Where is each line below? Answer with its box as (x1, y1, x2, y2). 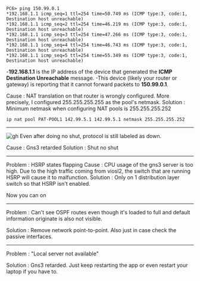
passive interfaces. (6, 233, 53, 240)
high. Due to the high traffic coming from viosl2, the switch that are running (6, 167, 191, 174)
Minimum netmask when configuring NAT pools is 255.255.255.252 (6, 105, 171, 112)
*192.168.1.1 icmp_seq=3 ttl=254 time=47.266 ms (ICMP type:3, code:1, (6, 32, 187, 38)
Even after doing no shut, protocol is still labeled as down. (20, 133, 162, 139)
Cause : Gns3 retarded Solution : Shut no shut (6, 144, 119, 151)
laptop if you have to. (6, 268, 58, 275)
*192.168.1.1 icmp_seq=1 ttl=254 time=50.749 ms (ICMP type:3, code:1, (6, 11, 187, 17)
